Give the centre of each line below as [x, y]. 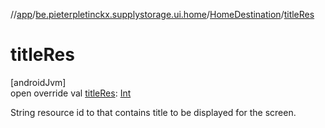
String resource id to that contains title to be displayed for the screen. [153, 112]
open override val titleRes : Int [71, 93]
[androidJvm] [38, 82]
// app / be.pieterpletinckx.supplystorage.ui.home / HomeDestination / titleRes [162, 14]
